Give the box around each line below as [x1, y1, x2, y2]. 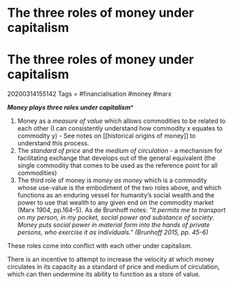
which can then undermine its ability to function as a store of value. [7, 270, 201, 279]
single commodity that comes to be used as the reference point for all [17, 161, 218, 170]
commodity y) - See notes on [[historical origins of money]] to [17, 131, 196, 140]
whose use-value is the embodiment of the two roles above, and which [17, 184, 222, 192]
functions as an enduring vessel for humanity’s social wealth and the [17, 191, 215, 200]
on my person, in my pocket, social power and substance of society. [17, 213, 215, 221]
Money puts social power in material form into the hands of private [17, 221, 211, 229]
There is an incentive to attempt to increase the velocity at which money [7, 255, 215, 263]
